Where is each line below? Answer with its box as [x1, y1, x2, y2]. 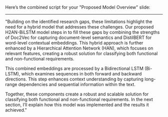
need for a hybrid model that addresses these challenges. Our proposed [5, 24, 154, 29]
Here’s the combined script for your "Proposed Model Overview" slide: [5, 4, 150, 10]
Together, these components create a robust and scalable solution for [5, 91, 149, 97]
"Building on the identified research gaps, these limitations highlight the [5, 18, 152, 24]
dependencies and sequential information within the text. [18, 81, 136, 87]
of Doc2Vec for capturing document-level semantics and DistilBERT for [5, 34, 152, 40]
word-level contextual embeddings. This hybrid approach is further [5, 40, 143, 45]
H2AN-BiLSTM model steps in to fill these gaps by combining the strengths [5, 29, 160, 35]
